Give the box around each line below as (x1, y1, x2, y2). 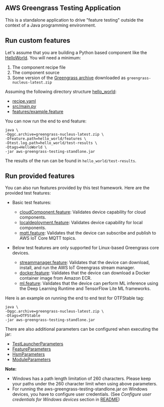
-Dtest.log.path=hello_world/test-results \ (5, 140, 97, 145)
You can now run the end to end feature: (5, 118, 87, 124)
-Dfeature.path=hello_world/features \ (5, 136, 87, 141)
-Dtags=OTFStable (5, 313, 41, 319)
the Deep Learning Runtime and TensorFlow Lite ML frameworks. (19, 286, 151, 291)
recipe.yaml (12, 98, 36, 104)
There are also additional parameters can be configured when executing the (5, 326, 159, 332)
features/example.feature (12, 108, 64, 115)
